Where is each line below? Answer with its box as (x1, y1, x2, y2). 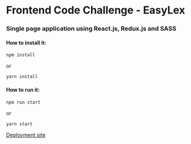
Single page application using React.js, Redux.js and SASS (6, 25, 176, 33)
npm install (6, 52, 35, 58)
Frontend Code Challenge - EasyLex (6, 4, 185, 17)
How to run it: (6, 86, 40, 93)
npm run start (6, 99, 41, 105)
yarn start (6, 121, 33, 127)
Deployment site (6, 131, 46, 138)
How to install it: (6, 39, 47, 46)
